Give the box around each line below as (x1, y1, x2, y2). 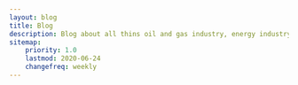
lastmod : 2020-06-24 (25, 54, 101, 63)
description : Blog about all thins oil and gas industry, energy (9, 29, 255, 38)
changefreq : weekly (25, 63, 98, 72)
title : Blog (9, 21, 53, 30)
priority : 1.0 (25, 46, 77, 55)
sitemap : (9, 37, 42, 47)
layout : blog (9, 12, 58, 22)
